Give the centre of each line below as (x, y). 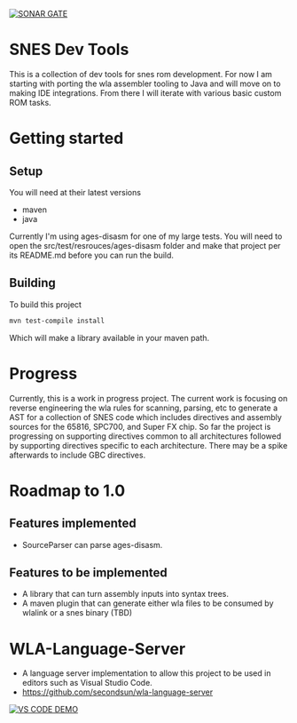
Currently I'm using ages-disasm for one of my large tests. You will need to (146, 236)
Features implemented (73, 524)
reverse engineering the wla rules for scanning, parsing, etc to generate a (144, 408)
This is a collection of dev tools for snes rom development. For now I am (141, 74)
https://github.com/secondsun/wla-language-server (117, 692)
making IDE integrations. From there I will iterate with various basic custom (145, 92)
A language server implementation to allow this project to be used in (146, 673)
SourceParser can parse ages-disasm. (92, 544)
